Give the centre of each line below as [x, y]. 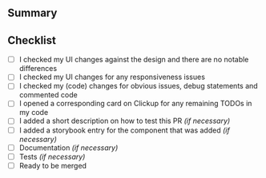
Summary [32, 13]
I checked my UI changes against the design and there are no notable [134, 60]
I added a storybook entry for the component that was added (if [124, 130]
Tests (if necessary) [52, 156]
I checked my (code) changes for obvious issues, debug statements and [138, 86]
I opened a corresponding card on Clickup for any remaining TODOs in [135, 104]
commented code [48, 95]
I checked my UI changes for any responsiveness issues [112, 77]
